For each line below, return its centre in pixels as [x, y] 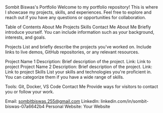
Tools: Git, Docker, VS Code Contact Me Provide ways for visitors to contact [81, 87]
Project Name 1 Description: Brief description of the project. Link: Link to [78, 61]
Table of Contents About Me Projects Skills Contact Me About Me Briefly [78, 27]
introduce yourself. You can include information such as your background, [80, 32]
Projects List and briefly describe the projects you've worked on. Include [78, 47]
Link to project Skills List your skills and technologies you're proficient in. [79, 72]
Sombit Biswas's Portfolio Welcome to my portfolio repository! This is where [81, 7]
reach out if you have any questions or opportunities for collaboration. [76, 17]
